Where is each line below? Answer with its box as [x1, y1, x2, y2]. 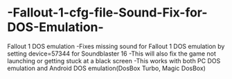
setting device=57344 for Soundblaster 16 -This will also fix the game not [7, 49, 217, 58]
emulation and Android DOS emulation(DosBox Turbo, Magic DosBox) [7, 64, 206, 72]
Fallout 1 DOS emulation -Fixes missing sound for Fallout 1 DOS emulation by [7, 42, 225, 50]
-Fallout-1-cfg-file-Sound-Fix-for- [7, 5, 208, 21]
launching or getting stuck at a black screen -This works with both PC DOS [7, 56, 221, 65]
